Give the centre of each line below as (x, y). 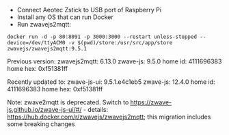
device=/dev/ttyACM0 (37, 43)
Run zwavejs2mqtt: (44, 24)
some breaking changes (41, 124)
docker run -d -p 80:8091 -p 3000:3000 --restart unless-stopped (102, 37)
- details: (96, 109)
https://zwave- (151, 102)
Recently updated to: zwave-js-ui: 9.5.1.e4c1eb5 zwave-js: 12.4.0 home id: (111, 82)
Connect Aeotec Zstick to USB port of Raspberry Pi (89, 10)
